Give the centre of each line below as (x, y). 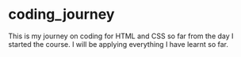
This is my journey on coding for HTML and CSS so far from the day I (121, 36)
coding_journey (61, 14)
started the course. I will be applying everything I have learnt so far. (118, 44)
